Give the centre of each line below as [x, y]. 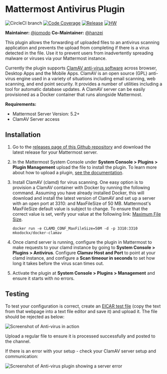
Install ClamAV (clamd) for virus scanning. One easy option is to [78, 182]
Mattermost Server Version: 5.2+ [46, 114]
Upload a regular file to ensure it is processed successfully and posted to [80, 336]
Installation [23, 135]
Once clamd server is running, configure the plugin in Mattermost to [82, 242]
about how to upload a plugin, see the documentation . [68, 172]
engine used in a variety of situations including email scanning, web [86, 78]
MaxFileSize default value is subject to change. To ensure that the [80, 209]
